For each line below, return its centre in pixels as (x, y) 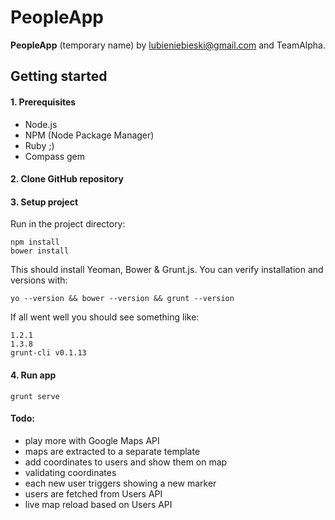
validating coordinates (70, 472)
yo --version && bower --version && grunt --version (122, 299)
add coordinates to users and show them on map (126, 462)
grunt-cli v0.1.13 (48, 353)
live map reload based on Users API (98, 504)
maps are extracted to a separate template (112, 451)
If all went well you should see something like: (105, 317)
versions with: (39, 280)
